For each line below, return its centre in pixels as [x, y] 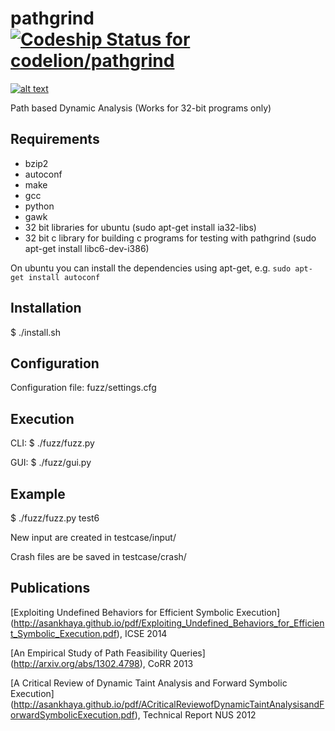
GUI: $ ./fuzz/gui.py [51, 463]
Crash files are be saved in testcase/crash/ [98, 556]
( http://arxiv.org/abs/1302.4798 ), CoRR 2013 [102, 663]
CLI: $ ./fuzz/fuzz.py [52, 443]
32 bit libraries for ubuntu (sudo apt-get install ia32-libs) [140, 227]
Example [38, 493]
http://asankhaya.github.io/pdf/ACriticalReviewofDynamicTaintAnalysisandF [169, 704]
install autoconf [64, 277]
